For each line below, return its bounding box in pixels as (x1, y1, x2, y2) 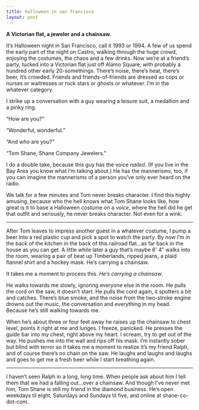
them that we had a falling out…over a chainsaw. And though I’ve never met (6, 379, 190, 386)
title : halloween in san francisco (6, 8, 94, 15)
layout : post (6, 14, 38, 20)
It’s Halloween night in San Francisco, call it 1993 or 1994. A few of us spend (6, 42, 192, 49)
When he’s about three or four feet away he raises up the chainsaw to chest (6, 318, 191, 325)
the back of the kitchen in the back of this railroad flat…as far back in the (6, 240, 184, 247)
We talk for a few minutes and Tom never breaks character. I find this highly (6, 191, 191, 198)
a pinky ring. (6, 104, 37, 111)
